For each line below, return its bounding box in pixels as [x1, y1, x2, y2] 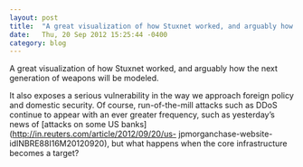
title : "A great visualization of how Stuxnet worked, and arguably [9, 22, 278, 31]
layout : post [9, 13, 59, 23]
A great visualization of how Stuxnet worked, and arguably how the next [9, 63, 279, 74]
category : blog [9, 38, 67, 48]
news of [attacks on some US [9, 119, 119, 130]
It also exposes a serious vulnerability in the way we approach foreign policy [9, 90, 294, 101]
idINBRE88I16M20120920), [9, 138, 110, 149]
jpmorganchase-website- [178, 128, 273, 140]
